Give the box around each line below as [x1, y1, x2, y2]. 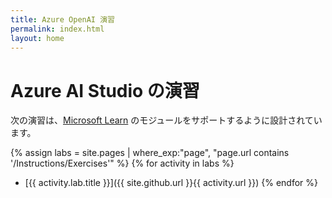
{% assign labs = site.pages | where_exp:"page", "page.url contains [10, 147, 290, 159]
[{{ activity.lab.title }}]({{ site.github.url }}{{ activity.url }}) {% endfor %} [24, 177, 319, 189]
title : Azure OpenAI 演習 [10, 14, 115, 25]
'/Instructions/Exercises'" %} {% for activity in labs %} [10, 157, 235, 170]
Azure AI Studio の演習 [10, 79, 200, 102]
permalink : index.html [10, 24, 105, 34]
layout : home [10, 33, 65, 43]
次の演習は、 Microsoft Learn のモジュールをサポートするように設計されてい [10, 114, 323, 126]
